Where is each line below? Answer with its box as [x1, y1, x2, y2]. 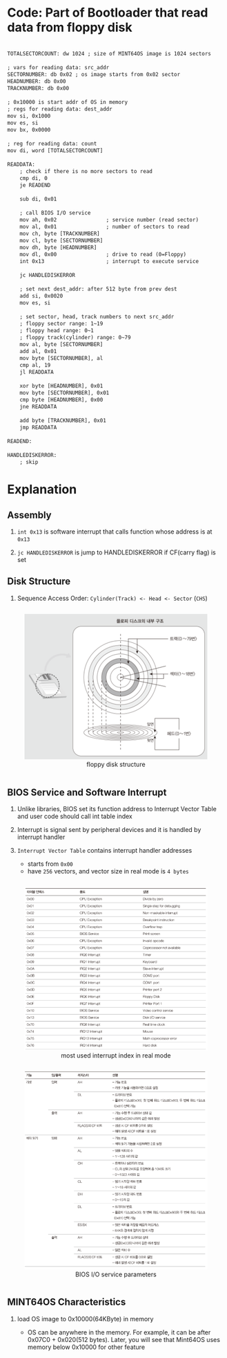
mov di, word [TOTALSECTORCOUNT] [7, 147, 103, 154]
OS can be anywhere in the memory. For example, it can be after [27, 1328, 211, 1337]
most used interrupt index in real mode [61, 1051, 171, 1060]
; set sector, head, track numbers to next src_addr [19, 313, 175, 320]
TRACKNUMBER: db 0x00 [7, 84, 70, 91]
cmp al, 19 [19, 361, 51, 368]
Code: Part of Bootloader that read [7, 5, 208, 21]
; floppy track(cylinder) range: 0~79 [19, 334, 131, 341]
